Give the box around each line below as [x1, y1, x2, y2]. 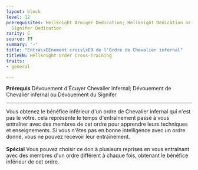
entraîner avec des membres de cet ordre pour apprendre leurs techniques [6, 120, 188, 127]
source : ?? [6, 36, 33, 42]
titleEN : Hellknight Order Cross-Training [6, 53, 112, 58]
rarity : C [6, 31, 31, 37]
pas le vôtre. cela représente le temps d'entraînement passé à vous [6, 115, 170, 122]
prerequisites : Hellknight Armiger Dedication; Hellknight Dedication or [6, 19, 192, 25]
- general [6, 63, 31, 70]
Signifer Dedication [11, 25, 62, 31]
